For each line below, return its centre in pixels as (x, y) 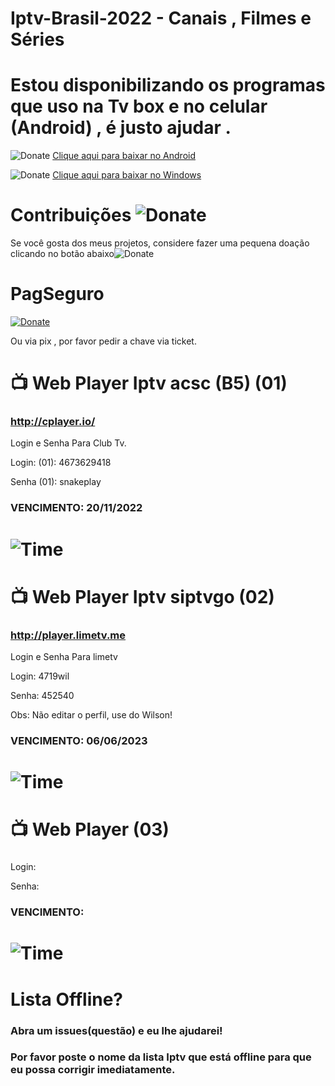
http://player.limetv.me (68, 635)
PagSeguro (57, 294)
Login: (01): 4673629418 (61, 463)
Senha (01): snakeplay (56, 482)
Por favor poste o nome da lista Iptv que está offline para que (161, 1057)
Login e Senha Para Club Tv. (68, 443)
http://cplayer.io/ (53, 422)
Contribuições (71, 215)
